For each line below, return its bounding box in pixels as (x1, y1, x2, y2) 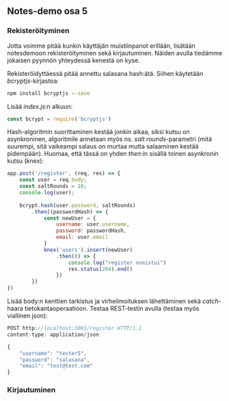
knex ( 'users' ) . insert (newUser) (43, 246, 133, 253)
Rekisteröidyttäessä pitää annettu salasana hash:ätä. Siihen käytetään (7, 69, 204, 77)
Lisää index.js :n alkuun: (7, 102, 73, 110)
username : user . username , (55, 221, 130, 228)
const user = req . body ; (19, 177, 87, 183)
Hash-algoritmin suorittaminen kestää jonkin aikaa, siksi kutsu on (7, 128, 190, 136)
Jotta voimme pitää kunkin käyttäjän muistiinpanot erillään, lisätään (7, 41, 196, 50)
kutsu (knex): (7, 157, 44, 165)
